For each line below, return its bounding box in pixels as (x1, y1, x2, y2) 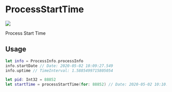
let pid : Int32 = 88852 (5, 77, 56, 82)
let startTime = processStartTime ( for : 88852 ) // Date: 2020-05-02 (5, 82, 153, 87)
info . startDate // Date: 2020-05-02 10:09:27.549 (5, 63, 114, 68)
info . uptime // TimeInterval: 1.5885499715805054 (5, 68, 114, 73)
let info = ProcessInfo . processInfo (5, 58, 83, 63)
